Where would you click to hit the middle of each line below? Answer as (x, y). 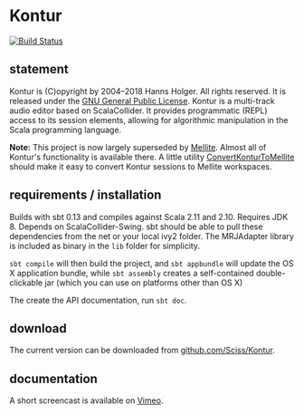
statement (39, 69)
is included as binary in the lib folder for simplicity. (105, 246)
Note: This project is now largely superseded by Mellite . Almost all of (138, 147)
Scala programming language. (66, 130)
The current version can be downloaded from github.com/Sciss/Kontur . (142, 351)
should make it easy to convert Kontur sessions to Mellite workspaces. (141, 166)
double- (271, 273)
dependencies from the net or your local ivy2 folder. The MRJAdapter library (152, 236)
